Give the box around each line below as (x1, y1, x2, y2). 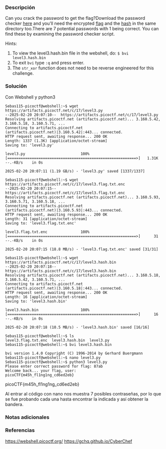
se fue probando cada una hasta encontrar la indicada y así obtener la (5, 396, 149, 402)
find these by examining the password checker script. (5, 31, 115, 37)
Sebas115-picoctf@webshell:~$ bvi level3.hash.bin (5, 342, 112, 347)
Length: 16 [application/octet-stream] (5, 294, 88, 299)
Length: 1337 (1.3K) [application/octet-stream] (5, 138, 108, 143)
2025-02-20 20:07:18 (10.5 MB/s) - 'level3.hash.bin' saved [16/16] (5, 325, 150, 330)
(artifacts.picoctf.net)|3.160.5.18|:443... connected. (5, 285, 123, 291)
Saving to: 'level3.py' (5, 143, 55, 148)
